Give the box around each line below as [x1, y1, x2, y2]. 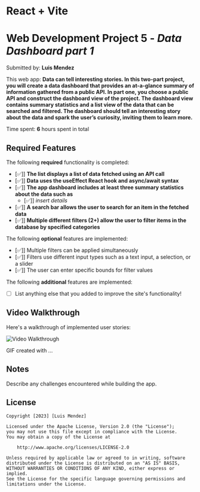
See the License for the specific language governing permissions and [6, 476, 186, 482]
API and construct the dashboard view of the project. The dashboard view [6, 95, 193, 102]
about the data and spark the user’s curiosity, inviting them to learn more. [6, 114, 193, 121]
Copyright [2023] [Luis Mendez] [6, 413, 87, 420]
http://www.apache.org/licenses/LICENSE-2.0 [17, 445, 130, 451]
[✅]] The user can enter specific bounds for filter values [14, 266, 153, 274]
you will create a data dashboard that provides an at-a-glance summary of [6, 82, 195, 89]
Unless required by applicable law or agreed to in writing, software [6, 455, 186, 461]
